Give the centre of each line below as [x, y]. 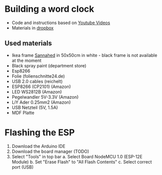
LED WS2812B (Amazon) [37, 91]
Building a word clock [49, 9]
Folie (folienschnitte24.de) [38, 76]
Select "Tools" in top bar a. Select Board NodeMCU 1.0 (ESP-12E [77, 156]
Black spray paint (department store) [49, 65]
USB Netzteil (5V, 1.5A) [35, 107]
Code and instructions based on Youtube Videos [61, 23]
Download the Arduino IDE [38, 146]
